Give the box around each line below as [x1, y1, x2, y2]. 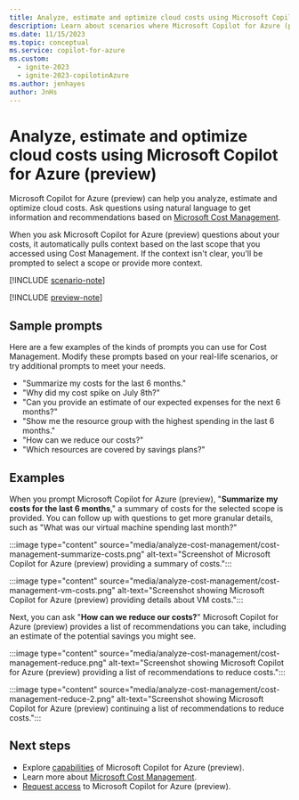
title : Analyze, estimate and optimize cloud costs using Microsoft [9, 12, 269, 22]
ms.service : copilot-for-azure [9, 46, 125, 55]
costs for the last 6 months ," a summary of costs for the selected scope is [9, 503, 284, 514]
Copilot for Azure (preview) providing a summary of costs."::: [9, 559, 232, 569]
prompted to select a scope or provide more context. [9, 257, 203, 268]
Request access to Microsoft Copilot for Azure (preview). [21, 780, 231, 791]
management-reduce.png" [9, 657, 107, 668]
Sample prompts [9, 318, 103, 333]
